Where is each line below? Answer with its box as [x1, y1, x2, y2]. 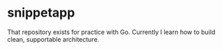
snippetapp [7, 5, 75, 21]
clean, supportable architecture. [7, 35, 100, 43]
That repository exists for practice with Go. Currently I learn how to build [7, 28, 216, 36]
